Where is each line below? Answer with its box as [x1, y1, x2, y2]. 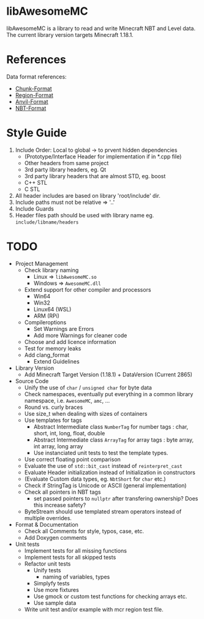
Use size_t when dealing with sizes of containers [24, 410, 148, 417]
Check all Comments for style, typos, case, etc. [24, 527, 145, 535]
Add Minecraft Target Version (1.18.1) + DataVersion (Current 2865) [24, 370, 193, 378]
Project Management [15, 260, 69, 267]
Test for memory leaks [24, 345, 81, 352]
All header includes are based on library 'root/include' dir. [15, 192, 161, 199]
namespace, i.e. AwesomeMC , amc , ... [24, 397, 110, 404]
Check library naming [24, 266, 79, 274]
